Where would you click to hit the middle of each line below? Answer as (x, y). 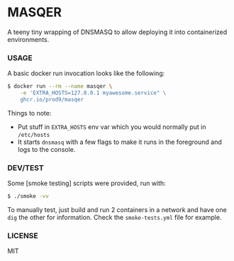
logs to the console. (46, 149)
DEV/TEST (26, 167)
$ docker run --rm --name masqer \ (60, 87)
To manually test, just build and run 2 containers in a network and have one (117, 210)
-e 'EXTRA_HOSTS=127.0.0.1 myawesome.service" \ (93, 93)
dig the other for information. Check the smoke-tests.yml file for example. (115, 218)
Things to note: (29, 113)
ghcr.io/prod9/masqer (52, 99)
